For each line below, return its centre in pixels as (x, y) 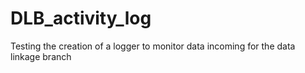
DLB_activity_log (81, 18)
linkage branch (41, 56)
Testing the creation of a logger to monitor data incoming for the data (153, 46)
